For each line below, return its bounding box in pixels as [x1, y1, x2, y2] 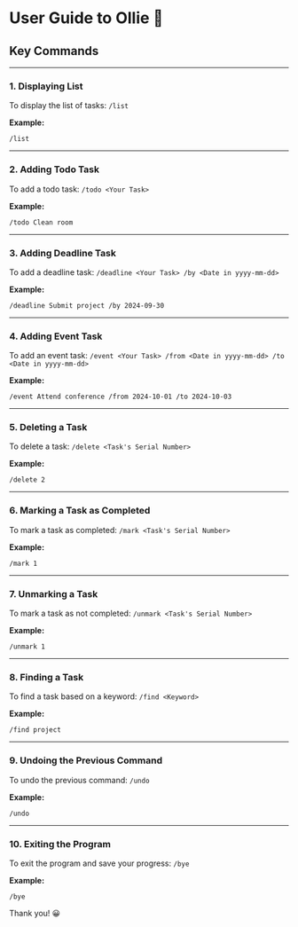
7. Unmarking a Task [9, 587, 98, 600]
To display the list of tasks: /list [9, 100, 129, 111]
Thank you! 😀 [9, 907, 60, 918]
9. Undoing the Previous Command [9, 754, 162, 766]
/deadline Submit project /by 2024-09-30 [9, 301, 165, 310]
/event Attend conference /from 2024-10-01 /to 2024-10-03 [9, 392, 232, 402]
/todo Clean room [9, 217, 74, 227]
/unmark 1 [9, 642, 46, 651]
